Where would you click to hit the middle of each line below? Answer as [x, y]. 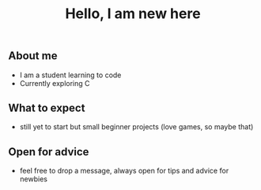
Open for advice [49, 152]
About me [33, 56]
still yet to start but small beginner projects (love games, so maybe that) [136, 127]
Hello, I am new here [133, 14]
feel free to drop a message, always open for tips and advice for [124, 171]
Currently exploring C [55, 83]
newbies [33, 179]
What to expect [47, 108]
